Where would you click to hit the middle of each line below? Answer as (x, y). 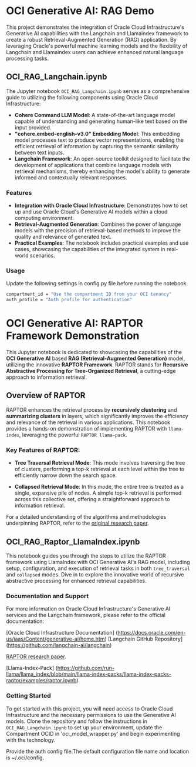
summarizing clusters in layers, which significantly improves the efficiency (97, 416)
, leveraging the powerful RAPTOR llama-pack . (73, 435)
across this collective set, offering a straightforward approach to (92, 499)
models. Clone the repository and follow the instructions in (77, 721)
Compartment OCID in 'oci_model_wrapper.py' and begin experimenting (93, 733)
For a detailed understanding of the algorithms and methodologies (86, 517)
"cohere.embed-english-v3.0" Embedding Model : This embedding (97, 134)
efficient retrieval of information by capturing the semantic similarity (97, 146)
